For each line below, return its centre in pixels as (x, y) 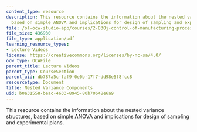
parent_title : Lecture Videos (43, 66)
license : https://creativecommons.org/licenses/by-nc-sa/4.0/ (84, 55)
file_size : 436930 (28, 33)
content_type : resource (35, 11)
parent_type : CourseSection (40, 72)
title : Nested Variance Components (50, 88)
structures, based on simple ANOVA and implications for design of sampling (98, 116)
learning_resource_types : (38, 45)
